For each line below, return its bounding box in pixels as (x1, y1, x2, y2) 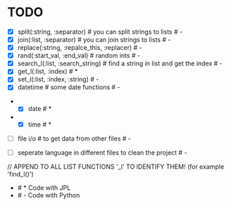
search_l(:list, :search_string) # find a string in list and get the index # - (17, 59, 223, 67)
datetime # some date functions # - (17, 83, 121, 91)
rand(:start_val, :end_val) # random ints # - (17, 51, 141, 60)
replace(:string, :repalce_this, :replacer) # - (17, 44, 142, 52)
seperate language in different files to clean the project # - (17, 148, 188, 157)
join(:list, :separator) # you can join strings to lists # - (17, 36, 171, 44)
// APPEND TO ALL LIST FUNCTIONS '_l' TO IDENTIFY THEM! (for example (7, 162, 225, 171)
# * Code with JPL (17, 184, 71, 192)
